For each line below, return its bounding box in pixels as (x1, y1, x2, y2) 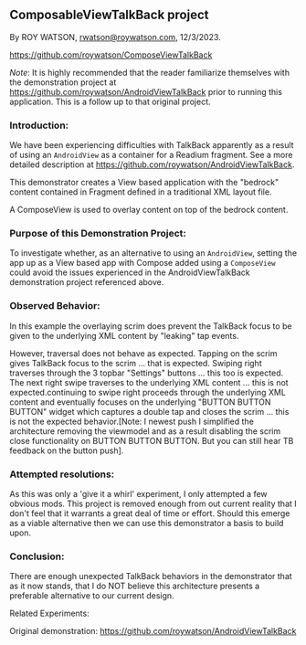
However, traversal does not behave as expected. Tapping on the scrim (9, 347, 278, 359)
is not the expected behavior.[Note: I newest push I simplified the (9, 416, 254, 427)
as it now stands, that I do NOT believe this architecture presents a (9, 580, 260, 592)
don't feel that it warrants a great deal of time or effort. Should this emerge (9, 508, 290, 519)
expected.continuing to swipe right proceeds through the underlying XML (9, 386, 286, 397)
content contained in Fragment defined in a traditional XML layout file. (9, 186, 272, 197)
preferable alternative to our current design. (9, 590, 175, 601)
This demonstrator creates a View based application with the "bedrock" (9, 177, 280, 188)
